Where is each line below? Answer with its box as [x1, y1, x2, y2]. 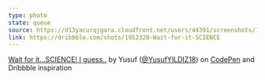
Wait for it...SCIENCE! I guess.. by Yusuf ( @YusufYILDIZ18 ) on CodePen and [8, 55, 255, 64]
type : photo [8, 11, 47, 20]
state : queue [8, 19, 51, 27]
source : [8, 26, 34, 34]
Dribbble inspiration [8, 64, 73, 73]
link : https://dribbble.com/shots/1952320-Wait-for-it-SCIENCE [8, 33, 221, 42]
